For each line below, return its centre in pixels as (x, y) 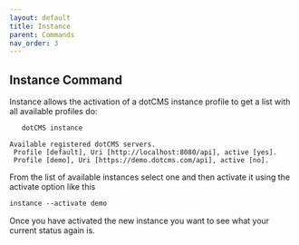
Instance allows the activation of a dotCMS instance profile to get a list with (150, 102)
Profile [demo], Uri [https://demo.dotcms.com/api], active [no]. (141, 160)
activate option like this (53, 186)
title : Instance (40, 26)
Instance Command (66, 79)
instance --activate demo (58, 203)
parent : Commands (42, 34)
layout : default (40, 18)
